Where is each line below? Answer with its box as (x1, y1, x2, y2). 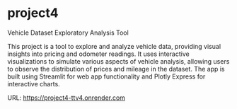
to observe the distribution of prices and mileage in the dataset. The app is (7, 64, 225, 73)
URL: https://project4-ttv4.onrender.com (7, 93, 126, 102)
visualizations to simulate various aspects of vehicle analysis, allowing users (7, 57, 230, 65)
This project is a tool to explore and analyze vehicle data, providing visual (7, 42, 221, 50)
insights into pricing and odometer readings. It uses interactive (7, 50, 190, 58)
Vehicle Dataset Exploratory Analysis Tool (7, 28, 129, 37)
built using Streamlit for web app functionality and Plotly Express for (7, 72, 206, 81)
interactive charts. (7, 79, 60, 88)
